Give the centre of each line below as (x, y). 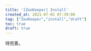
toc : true (16, 24)
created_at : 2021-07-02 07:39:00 (40, 14)
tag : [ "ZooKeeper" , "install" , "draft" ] (46, 19)
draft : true (18, 28)
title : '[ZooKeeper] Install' (37, 10)
